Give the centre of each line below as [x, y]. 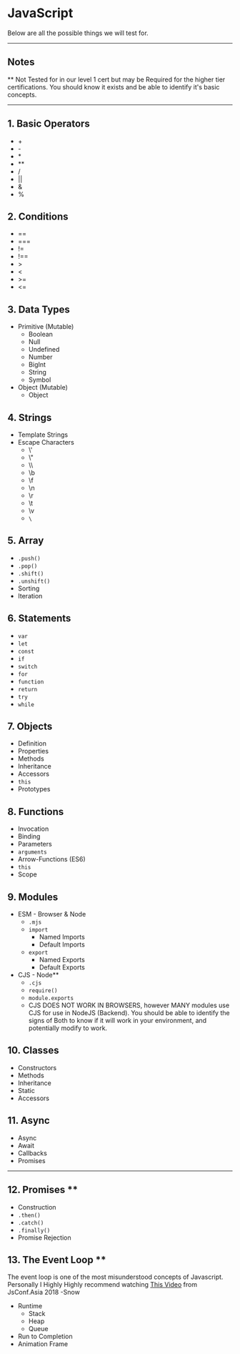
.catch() [31, 1223]
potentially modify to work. [68, 1028]
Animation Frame [43, 1344]
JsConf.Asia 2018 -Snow [44, 1293]
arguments [32, 852]
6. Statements [39, 619]
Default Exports [62, 967]
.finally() [34, 1230]
